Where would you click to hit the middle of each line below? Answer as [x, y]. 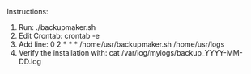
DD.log [30, 61]
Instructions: [28, 12]
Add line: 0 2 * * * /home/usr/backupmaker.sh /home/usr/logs [121, 44]
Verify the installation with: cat [69, 53]
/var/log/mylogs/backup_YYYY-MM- [182, 53]
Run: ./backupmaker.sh [57, 27]
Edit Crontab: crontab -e [59, 36]
